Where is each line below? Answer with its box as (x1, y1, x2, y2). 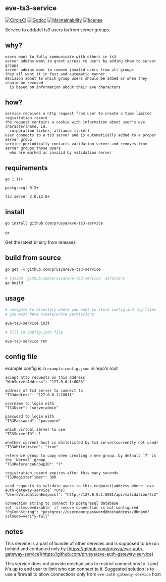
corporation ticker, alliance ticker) (9, 128, 90, 133)
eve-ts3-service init (5, 321, 50, 326)
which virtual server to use (5, 427, 65, 432)
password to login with (5, 414, 55, 419)
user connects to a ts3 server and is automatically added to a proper (5, 133, 156, 138)
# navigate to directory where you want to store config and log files (5, 307, 156, 312)
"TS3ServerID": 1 (5, 431, 41, 437)
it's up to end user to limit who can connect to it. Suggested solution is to (5, 566, 155, 572)
